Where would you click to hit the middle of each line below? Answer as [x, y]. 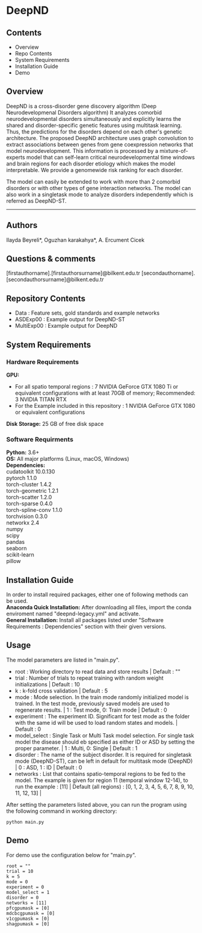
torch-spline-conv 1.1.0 [35, 510]
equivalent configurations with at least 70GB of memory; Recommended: [105, 393]
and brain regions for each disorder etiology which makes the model [91, 164]
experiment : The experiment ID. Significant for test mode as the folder [102, 716]
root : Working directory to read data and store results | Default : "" [97, 671]
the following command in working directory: [62, 811]
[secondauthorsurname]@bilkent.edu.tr [55, 280]
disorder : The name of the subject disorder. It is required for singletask [103, 754]
